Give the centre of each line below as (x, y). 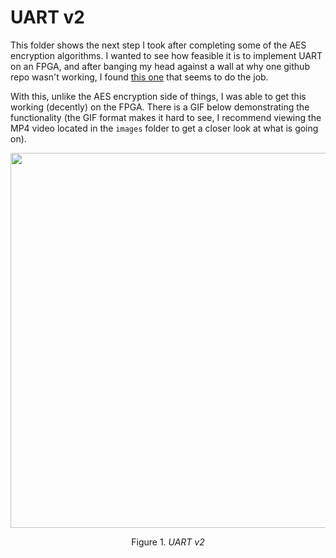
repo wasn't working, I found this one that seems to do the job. (139, 77)
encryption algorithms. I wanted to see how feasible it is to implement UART (166, 55)
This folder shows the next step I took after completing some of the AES (158, 45)
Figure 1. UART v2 (168, 542)
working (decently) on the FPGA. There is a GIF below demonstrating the (160, 107)
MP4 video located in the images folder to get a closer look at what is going (164, 128)
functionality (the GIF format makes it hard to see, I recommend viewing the (166, 117)
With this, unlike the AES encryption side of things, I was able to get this (158, 96)
